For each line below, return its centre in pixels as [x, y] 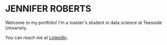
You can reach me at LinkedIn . [37, 37]
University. [16, 27]
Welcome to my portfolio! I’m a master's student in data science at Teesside [84, 22]
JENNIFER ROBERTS [48, 9]
